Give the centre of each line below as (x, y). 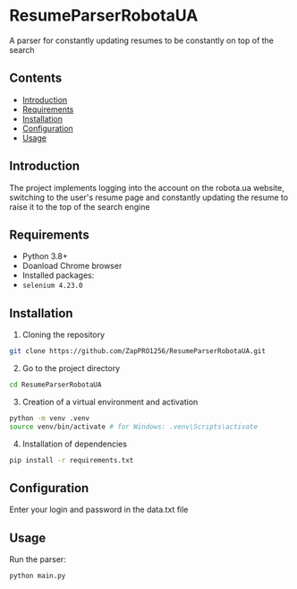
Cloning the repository (64, 335)
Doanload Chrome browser (72, 266)
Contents (36, 78)
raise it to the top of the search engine (80, 206)
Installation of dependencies (75, 444)
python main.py (38, 576)
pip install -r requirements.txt (72, 460)
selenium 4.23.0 (52, 286)
